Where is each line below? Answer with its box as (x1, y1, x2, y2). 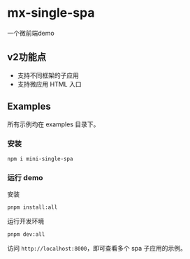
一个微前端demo (7, 29, 54, 37)
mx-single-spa (7, 5, 95, 21)
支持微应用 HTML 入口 (17, 80, 82, 88)
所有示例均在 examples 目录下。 (7, 120, 100, 128)
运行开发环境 (7, 217, 44, 225)
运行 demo (7, 172, 43, 182)
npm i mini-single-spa (7, 155, 73, 162)
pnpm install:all (7, 204, 58, 211)
